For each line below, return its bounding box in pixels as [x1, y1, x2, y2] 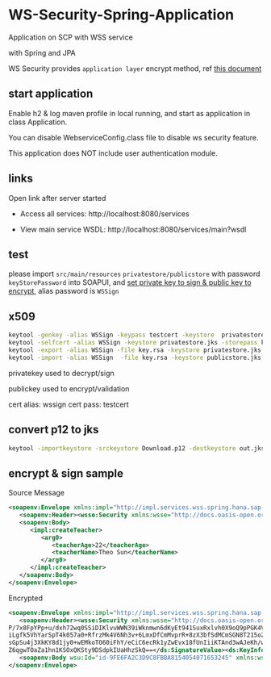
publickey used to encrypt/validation [8, 383, 130, 393]
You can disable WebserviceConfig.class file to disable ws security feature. [8, 132, 260, 142]
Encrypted [8, 593, 43, 603]
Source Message [8, 488, 65, 498]
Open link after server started [8, 193, 106, 203]
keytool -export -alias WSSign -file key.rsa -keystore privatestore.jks [8, 345, 262, 354]
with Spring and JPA [8, 48, 76, 57]
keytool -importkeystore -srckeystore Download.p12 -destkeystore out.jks [8, 444, 265, 453]
